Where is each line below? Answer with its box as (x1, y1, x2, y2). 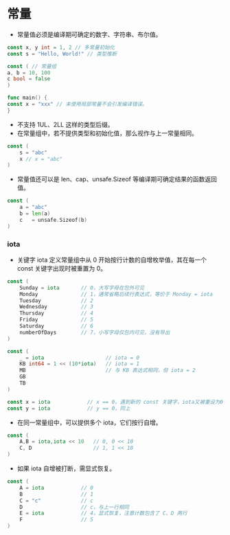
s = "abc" (19, 149, 48, 156)
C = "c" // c (19, 497, 94, 504)
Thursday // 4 (19, 310, 94, 317)
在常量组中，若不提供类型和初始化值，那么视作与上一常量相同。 (16, 128, 198, 137)
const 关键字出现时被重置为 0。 (16, 264, 107, 272)
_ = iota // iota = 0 (19, 354, 139, 361)
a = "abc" (19, 204, 48, 211)
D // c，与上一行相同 (19, 503, 129, 510)
